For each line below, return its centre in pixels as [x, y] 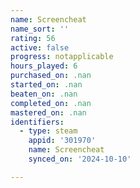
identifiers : [37, 122]
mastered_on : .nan [48, 112]
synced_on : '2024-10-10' [80, 159]
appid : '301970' [62, 141]
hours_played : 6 [44, 66]
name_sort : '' [40, 29]
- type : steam [48, 131]
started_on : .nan [46, 85]
